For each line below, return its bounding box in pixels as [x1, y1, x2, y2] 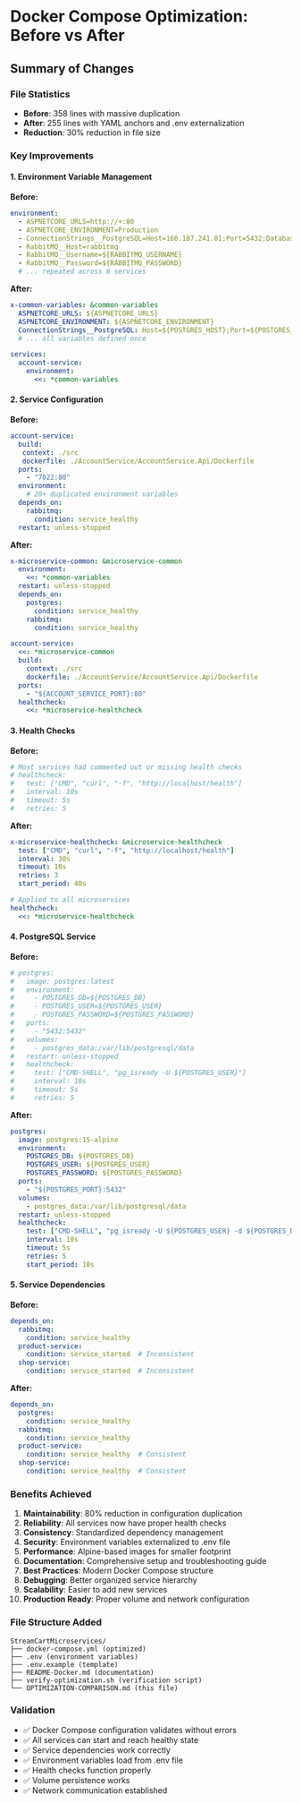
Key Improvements [10, 150, 95, 162]
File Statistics [10, 88, 71, 100]
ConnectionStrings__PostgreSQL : [18, 325, 139, 335]
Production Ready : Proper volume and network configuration [22, 1594, 249, 1604]
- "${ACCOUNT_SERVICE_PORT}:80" [26, 689, 146, 698]
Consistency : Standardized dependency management [22, 1527, 224, 1538]
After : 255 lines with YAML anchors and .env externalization [22, 117, 245, 128]
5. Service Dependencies [10, 1279, 105, 1290]
